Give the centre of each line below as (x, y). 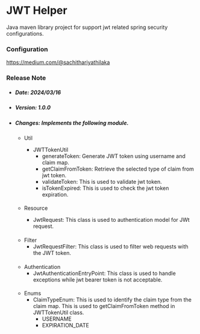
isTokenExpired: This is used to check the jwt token (105, 188)
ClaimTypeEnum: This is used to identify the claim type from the (112, 300)
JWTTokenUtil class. (58, 313)
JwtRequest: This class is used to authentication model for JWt (111, 220)
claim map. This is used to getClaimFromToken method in (104, 306)
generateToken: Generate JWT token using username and (114, 156)
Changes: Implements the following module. (72, 123)
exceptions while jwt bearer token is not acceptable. (98, 279)
